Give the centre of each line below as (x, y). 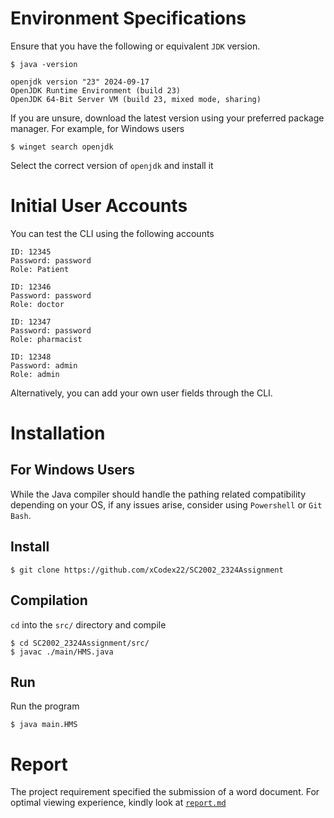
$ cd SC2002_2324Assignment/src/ (80, 643)
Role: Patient (40, 269)
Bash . (21, 515)
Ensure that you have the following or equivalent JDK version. (135, 46)
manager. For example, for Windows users (97, 128)
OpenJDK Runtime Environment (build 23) (96, 90)
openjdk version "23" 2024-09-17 (80, 82)
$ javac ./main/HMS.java (62, 652)
